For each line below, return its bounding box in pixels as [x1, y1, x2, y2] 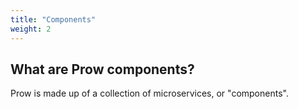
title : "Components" [10, 14, 97, 25]
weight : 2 [10, 24, 52, 34]
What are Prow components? [10, 61, 195, 78]
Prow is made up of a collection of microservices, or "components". [10, 87, 289, 100]
